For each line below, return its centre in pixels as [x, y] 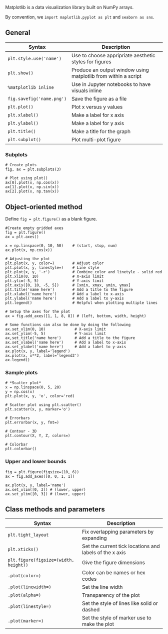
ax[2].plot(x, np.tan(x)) [32, 191]
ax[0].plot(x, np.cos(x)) [32, 183]
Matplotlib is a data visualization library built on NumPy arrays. [69, 7]
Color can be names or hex [113, 573]
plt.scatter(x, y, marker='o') [38, 409]
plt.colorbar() [21, 449]
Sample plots [21, 372]
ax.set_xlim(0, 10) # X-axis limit [56, 329]
